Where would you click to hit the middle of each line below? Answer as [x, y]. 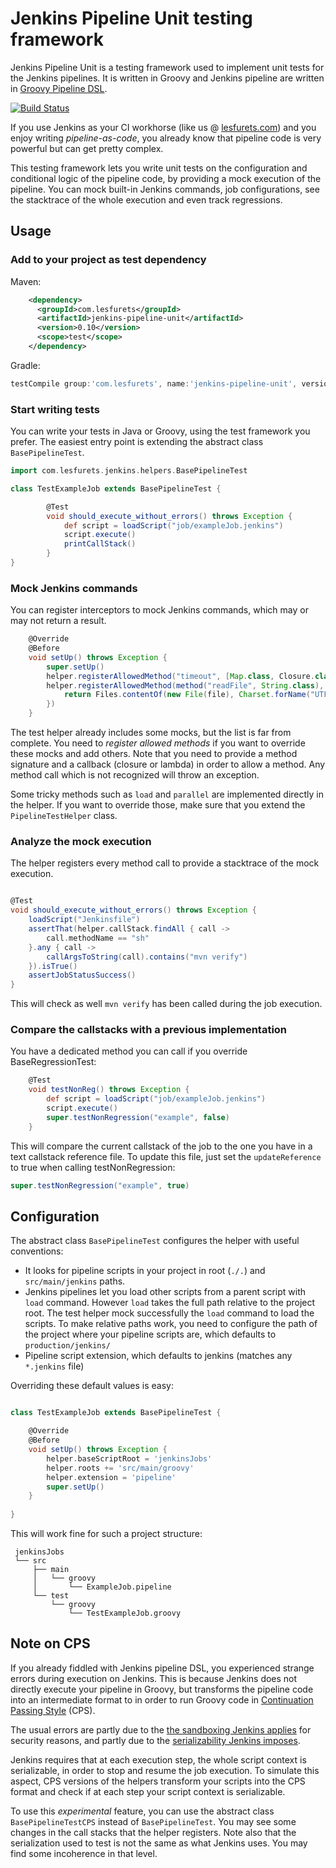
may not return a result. [58, 621]
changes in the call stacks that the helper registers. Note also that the [153, 1832]
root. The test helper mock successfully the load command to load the [169, 1313]
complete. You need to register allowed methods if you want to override [158, 743]
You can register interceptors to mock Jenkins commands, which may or [159, 610]
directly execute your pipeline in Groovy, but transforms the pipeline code [162, 1689]
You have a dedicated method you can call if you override [129, 1051]
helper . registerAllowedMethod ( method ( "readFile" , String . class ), [185, 685]
